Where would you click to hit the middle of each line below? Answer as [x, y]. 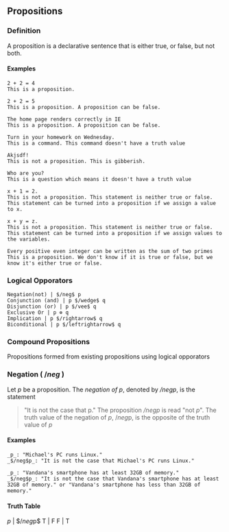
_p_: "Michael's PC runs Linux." [55, 455]
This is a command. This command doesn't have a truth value [96, 143]
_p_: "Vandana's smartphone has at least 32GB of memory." [93, 472]
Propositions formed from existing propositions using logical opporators [109, 356]
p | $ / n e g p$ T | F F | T [38, 521]
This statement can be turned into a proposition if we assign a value [111, 203]
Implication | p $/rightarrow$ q [55, 319]
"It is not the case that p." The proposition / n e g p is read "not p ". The [120, 410]
